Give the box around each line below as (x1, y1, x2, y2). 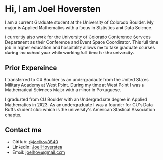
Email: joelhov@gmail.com (12, 149, 65, 155)
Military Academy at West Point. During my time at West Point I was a (5, 82, 144, 88)
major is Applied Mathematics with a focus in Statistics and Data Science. (5, 24, 153, 30)
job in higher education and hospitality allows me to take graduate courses (5, 44, 155, 50)
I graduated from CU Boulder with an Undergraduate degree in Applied (5, 96, 147, 102)
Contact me (5, 126, 41, 134)
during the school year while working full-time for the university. (5, 50, 134, 55)
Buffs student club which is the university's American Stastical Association (5, 107, 155, 112)
